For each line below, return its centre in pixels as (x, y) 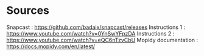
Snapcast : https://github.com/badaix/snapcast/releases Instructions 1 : (96, 27)
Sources (28, 11)
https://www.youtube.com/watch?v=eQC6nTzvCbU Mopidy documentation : (102, 40)
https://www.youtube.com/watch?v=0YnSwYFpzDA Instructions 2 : (90, 33)
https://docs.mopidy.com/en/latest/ (51, 46)
